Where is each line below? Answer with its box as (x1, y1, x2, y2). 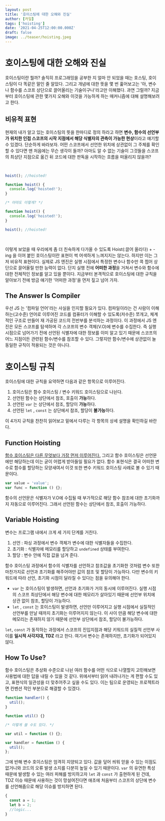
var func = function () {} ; (5, 485, 63, 490)
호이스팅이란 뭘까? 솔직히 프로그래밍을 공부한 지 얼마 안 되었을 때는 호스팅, (5, 74, 147, 80)
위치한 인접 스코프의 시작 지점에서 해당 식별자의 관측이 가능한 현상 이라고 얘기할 (10, 135, 159, 141)
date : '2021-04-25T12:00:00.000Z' (5, 26, 76, 31)
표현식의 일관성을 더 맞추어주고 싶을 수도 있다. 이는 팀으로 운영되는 (11, 680, 138, 685)
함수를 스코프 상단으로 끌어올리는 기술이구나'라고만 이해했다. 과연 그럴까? (10, 87, 150, 93)
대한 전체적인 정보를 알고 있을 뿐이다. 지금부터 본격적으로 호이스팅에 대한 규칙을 (5, 271, 157, 276)
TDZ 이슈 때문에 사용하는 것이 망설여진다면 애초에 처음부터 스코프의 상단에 (5, 777, 147, 784)
